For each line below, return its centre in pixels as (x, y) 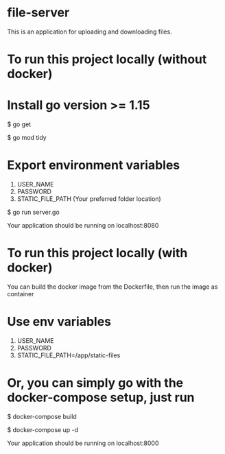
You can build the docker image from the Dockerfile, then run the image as (113, 287)
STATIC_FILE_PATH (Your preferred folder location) (89, 199)
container (21, 294)
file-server (38, 13)
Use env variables (59, 322)
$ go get (19, 124)
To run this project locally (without (107, 59)
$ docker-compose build (42, 416)
